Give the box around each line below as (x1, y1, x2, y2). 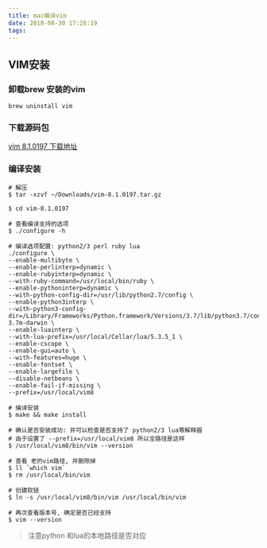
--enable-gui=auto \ (8, 347, 77, 355)
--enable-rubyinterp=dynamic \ (8, 270, 112, 278)
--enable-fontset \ (8, 360, 73, 368)
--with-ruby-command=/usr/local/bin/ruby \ (8, 277, 155, 285)
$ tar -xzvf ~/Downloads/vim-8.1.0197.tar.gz (8, 190, 161, 199)
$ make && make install (8, 410, 87, 418)
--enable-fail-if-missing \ (8, 381, 102, 390)
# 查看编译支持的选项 (8, 220, 69, 227)
